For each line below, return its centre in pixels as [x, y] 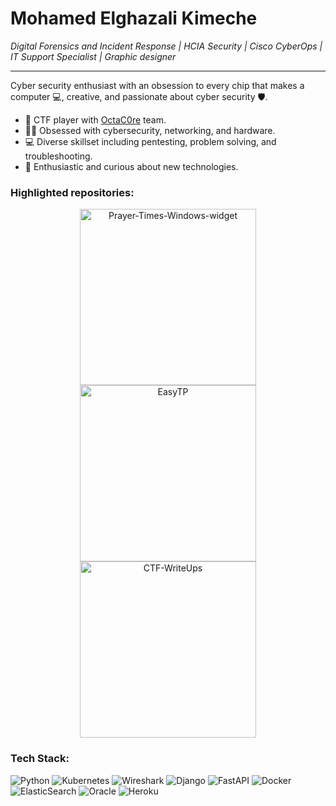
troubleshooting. [58, 156]
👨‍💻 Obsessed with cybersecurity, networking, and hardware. [150, 130]
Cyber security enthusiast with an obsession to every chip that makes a [157, 85]
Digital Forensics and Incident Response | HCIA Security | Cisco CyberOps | [166, 46]
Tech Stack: [40, 759]
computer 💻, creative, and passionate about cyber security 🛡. [139, 96]
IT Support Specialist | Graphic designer [93, 56]
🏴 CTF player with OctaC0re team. [95, 119]
